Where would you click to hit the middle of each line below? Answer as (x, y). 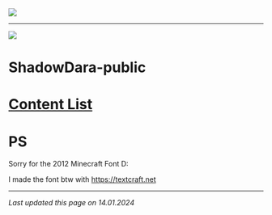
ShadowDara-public (77, 67)
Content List (51, 105)
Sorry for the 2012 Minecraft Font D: (68, 164)
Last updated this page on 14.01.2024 (72, 203)
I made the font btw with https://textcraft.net (82, 179)
